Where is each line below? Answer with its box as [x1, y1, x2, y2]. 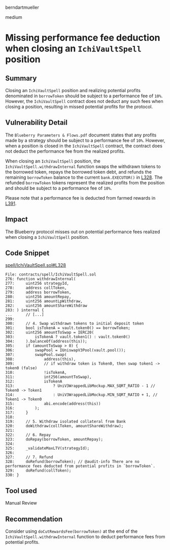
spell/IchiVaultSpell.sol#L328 [5, 262, 66, 268]
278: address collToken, [5, 285, 67, 291]
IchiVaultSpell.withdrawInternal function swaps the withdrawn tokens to [5, 163, 161, 170]
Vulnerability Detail [5, 118, 67, 127]
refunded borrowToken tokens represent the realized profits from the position [5, 179, 165, 185]
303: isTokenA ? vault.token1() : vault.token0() [5, 335, 130, 340]
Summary [5, 74, 37, 82]
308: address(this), [5, 356, 76, 362]
